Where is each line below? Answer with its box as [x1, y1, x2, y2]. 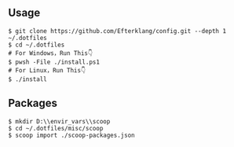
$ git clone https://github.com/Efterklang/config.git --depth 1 [8, 27, 226, 35]
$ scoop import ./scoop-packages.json [8, 131, 135, 139]
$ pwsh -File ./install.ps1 [8, 58, 101, 66]
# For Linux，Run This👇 [8, 66, 86, 74]
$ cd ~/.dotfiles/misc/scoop [8, 124, 104, 132]
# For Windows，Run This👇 [8, 49, 93, 57]
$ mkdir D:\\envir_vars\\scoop [8, 117, 111, 125]
